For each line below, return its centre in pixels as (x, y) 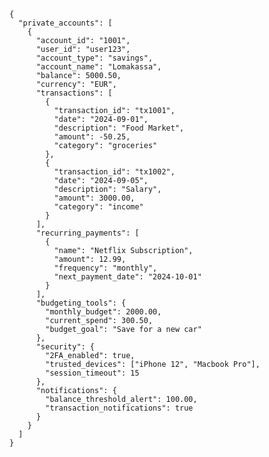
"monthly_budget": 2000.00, (103, 312)
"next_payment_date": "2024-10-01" (127, 277)
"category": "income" (98, 207)
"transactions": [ (74, 93)
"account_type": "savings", (94, 58)
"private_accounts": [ (65, 23)
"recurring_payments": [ (87, 233)
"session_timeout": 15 (92, 373)
